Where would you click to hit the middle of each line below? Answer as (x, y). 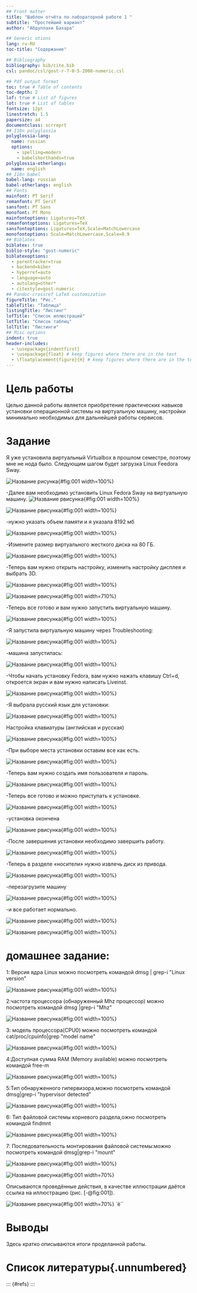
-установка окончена (33, 818)
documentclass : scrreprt (36, 125)
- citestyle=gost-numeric (43, 289)
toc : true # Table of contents (44, 87)
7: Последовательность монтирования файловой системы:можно (89, 1146)
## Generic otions (28, 39)
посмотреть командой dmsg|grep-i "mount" (61, 1152)
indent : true (22, 338)
